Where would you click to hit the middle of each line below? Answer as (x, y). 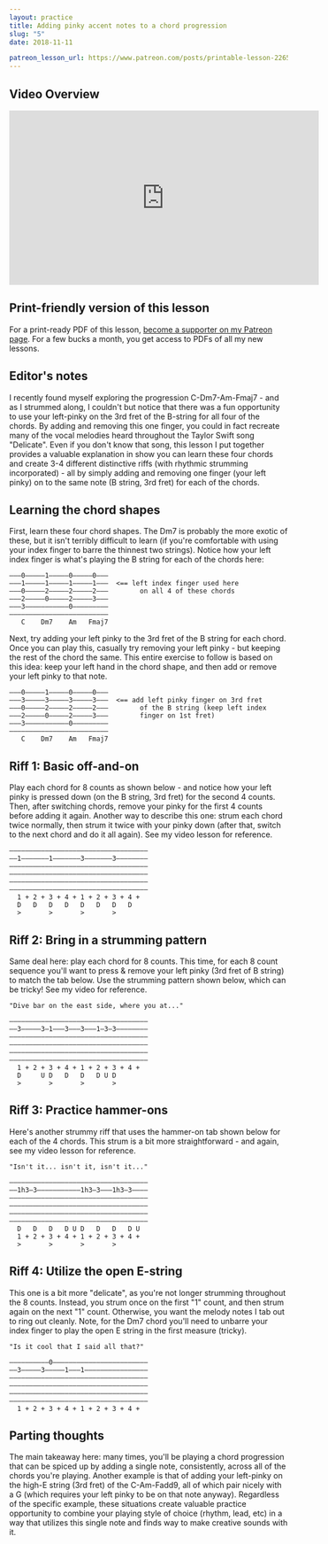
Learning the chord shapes (85, 510)
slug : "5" (27, 34)
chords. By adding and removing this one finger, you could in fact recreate (145, 425)
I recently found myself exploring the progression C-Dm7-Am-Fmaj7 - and (144, 397)
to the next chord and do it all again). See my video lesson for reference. (141, 834)
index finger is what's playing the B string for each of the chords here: (137, 560)
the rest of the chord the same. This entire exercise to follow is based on (141, 657)
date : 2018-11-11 (41, 42)
